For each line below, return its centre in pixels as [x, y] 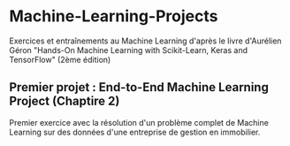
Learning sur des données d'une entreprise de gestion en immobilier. [135, 132]
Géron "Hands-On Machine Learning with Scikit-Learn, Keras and [129, 50]
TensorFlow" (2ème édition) [60, 59]
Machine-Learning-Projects [114, 16]
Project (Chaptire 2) [65, 101]
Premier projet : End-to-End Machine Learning [139, 87]
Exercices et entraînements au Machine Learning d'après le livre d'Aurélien [145, 41]
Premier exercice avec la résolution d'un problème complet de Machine [139, 122]
